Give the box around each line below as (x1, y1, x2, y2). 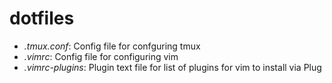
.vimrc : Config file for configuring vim (23, 50, 179, 62)
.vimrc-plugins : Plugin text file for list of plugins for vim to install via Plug (23, 61, 322, 73)
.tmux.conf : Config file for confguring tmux (23, 40, 201, 52)
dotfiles (9, 7, 75, 30)
